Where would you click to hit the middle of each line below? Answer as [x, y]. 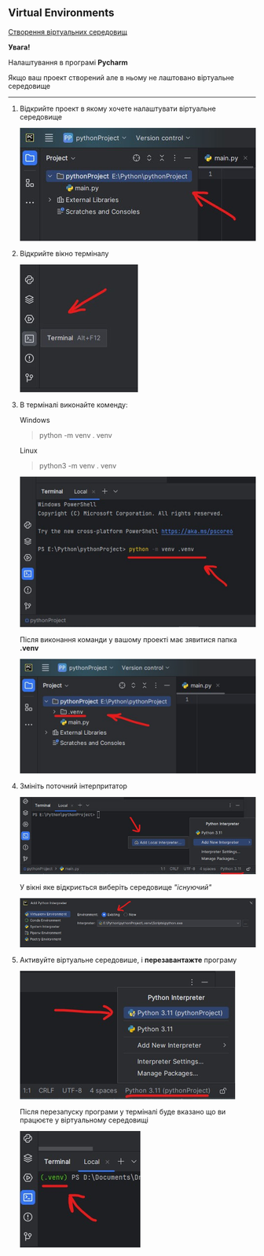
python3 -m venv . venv [78, 465]
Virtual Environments [61, 13]
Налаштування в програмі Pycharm [68, 62]
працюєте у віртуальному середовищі [84, 1120]
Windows [35, 420]
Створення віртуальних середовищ [68, 31]
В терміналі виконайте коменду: [73, 405]
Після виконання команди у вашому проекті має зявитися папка [128, 640]
